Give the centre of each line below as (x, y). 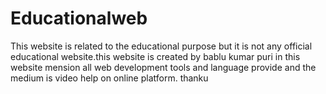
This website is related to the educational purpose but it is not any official (161, 46)
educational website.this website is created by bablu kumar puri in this (155, 56)
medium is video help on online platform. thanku (109, 78)
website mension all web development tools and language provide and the (163, 67)
